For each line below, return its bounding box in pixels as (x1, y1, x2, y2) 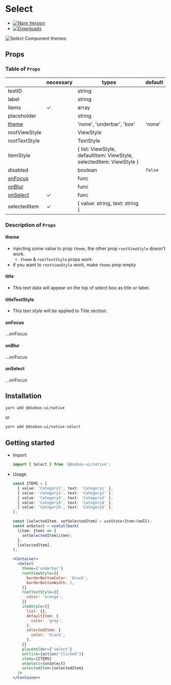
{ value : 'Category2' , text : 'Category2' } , (17, 490, 113, 495)
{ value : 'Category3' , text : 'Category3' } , (17, 495, 113, 501)
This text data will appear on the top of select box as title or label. (12, 285, 150, 291)
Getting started (5, 438, 55, 447)
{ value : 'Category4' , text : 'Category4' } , (17, 500, 113, 505)
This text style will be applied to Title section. (12, 308, 108, 314)
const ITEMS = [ (12, 481, 47, 486)
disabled (8, 167, 28, 174)
